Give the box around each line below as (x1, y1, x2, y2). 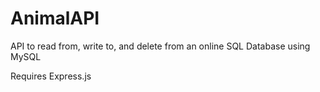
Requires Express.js (10, 70, 92, 82)
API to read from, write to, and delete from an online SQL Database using (10, 40, 311, 52)
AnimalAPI (10, 7, 100, 30)
